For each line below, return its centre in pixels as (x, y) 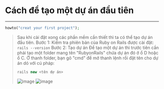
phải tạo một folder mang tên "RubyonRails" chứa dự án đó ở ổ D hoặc (88, 53)
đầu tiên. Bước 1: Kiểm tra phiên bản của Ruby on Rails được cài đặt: (85, 42)
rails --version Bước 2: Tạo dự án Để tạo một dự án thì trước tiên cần (88, 47)
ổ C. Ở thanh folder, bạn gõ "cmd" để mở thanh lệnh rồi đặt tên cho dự (88, 58)
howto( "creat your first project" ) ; (42, 28)
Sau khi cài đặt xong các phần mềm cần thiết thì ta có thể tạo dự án (85, 37)
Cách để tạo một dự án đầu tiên (70, 10)
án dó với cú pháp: (36, 63)
